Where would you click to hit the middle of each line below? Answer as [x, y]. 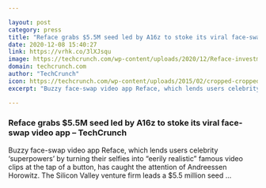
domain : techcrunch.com [47, 67]
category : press [35, 30]
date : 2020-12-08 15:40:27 [53, 44]
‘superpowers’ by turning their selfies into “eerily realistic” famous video [126, 158]
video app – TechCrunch [79, 133]
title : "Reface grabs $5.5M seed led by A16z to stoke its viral [118, 37]
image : [19, 59]
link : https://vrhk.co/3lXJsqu [60, 52]
